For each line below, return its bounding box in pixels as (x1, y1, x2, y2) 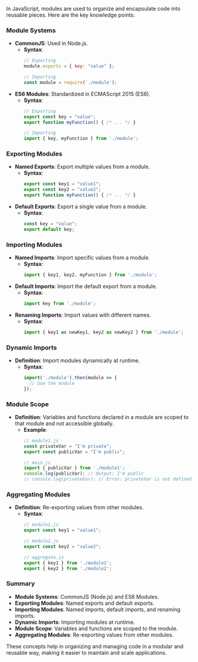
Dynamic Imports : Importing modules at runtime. (14, 618, 136, 626)
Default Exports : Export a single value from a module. (14, 203, 147, 211)
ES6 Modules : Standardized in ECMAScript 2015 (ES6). (14, 90, 150, 97)
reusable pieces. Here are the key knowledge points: (6, 11, 136, 18)
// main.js (23, 459, 51, 466)
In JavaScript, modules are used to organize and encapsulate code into (6, 5, 181, 12)
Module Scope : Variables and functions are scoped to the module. (14, 624, 178, 632)
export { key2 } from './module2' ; (23, 565, 112, 571)
